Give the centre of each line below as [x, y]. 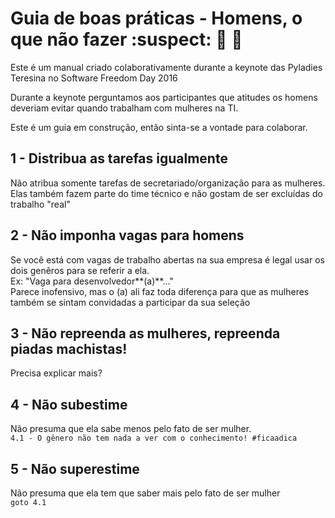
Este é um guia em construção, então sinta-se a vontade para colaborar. [159, 127]
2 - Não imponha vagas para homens [127, 235]
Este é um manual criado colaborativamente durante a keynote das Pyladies [166, 67]
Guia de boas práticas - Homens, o [156, 18]
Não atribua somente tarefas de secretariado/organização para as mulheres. [168, 183]
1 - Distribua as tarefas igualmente [119, 158]
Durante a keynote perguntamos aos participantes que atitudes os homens [164, 97]
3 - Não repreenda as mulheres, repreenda [145, 333]
